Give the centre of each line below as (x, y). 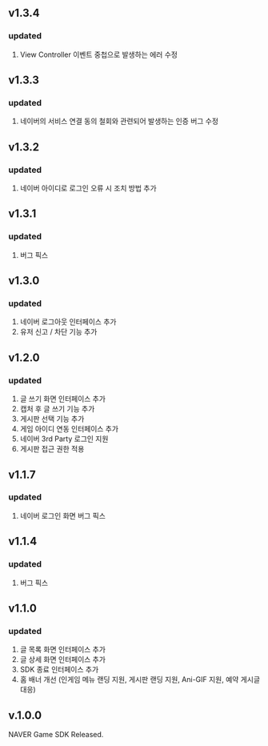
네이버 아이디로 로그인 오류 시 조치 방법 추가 (88, 188)
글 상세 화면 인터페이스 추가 (63, 660)
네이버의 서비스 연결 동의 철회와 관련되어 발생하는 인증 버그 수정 (119, 121)
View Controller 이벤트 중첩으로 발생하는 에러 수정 (99, 54)
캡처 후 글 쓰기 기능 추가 (57, 409)
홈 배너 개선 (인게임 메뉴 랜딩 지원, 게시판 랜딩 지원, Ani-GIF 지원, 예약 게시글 (140, 680)
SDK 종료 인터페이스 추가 (59, 670)
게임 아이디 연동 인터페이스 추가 (69, 429)
